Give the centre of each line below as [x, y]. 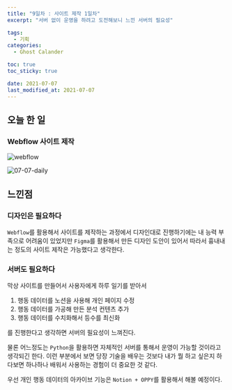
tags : [15, 33]
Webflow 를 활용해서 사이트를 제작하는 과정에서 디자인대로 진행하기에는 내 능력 [112, 232]
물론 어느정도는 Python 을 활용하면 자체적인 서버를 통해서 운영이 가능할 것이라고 [114, 348]
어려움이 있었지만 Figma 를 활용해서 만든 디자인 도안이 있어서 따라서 [116, 241]
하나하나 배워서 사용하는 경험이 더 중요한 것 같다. [92, 365]
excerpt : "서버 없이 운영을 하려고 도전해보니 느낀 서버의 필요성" [90, 20]
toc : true [22, 65]
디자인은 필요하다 [34, 216]
